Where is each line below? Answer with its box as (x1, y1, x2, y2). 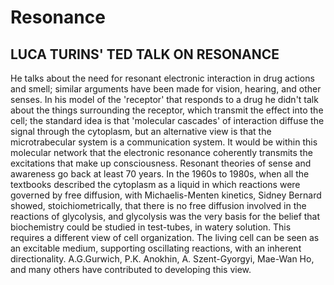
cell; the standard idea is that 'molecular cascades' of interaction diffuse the (10, 115, 325, 126)
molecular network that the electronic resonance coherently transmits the (10, 147, 313, 158)
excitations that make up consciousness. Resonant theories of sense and (10, 157, 312, 169)
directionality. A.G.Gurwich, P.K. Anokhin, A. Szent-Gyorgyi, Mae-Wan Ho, (10, 253, 315, 265)
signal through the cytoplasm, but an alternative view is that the (10, 126, 272, 137)
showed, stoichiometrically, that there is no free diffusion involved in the (10, 200, 307, 211)
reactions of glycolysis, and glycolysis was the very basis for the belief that (10, 211, 321, 222)
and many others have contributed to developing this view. (10, 264, 252, 275)
